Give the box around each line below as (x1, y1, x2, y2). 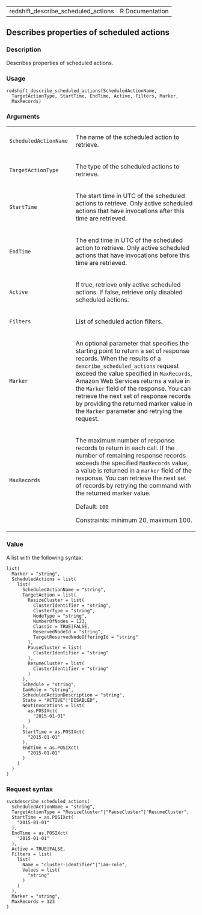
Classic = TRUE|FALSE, (32, 623, 90, 630)
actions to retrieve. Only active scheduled (75, 199, 193, 208)
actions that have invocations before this (75, 251, 191, 259)
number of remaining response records (75, 451, 186, 460)
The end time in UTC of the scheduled (75, 236, 183, 244)
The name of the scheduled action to (75, 133, 180, 141)
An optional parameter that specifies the (75, 340, 189, 348)
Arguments (6, 112, 40, 120)
